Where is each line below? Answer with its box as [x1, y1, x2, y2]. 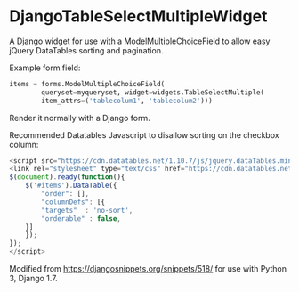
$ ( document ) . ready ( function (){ [9, 173, 125, 182]
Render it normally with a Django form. [9, 112, 150, 123]
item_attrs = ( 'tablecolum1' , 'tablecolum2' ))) [41, 96, 214, 105]
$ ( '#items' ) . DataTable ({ [25, 181, 117, 191]
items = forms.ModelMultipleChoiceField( [9, 79, 166, 88]
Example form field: [9, 62, 81, 73]
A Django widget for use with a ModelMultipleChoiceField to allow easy [9, 36, 271, 46]
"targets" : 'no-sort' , [41, 206, 133, 215]
